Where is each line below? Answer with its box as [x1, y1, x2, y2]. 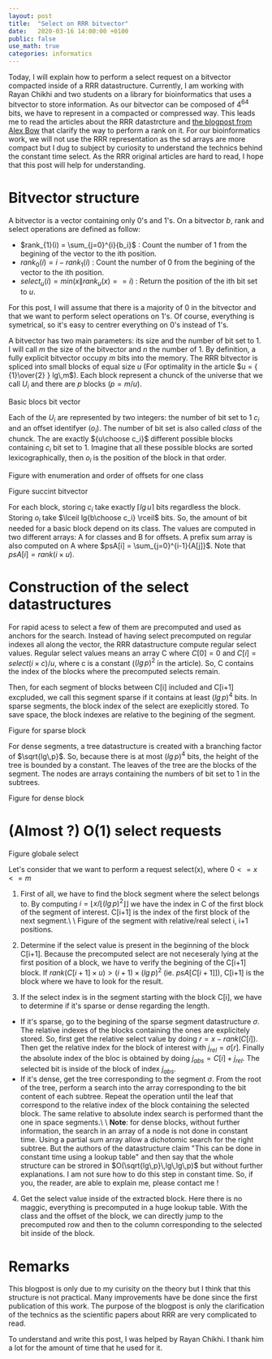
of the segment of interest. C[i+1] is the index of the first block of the [19, 907, 250, 917]
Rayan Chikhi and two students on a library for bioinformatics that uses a [8, 90, 252, 99]
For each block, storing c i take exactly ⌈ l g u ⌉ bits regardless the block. [8, 502, 241, 514]
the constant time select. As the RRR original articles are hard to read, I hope [8, 151, 264, 161]
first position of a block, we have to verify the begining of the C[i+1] [19, 958, 246, 967]
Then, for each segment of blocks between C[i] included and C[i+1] [8, 682, 234, 692]
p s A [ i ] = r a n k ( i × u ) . [8, 549, 75, 559]
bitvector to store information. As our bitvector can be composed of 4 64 [8, 99, 249, 109]
